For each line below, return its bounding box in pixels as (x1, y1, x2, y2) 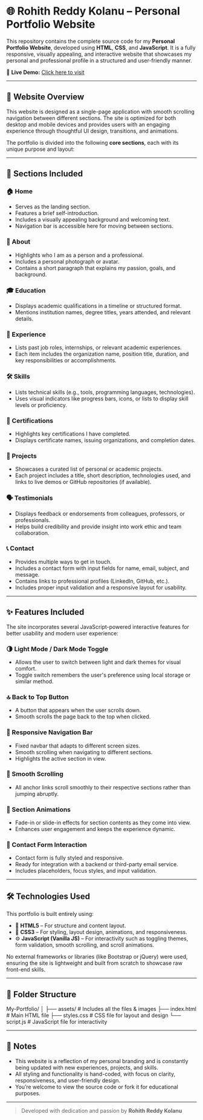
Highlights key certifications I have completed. (14, 430, 131, 437)
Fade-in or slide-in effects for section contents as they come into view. (14, 819, 192, 826)
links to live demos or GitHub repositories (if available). (14, 479, 152, 486)
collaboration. (14, 529, 50, 537)
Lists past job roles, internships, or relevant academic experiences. (14, 344, 182, 351)
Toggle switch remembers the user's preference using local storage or (14, 671, 191, 678)
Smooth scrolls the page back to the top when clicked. (14, 713, 151, 720)
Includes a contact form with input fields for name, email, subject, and (14, 565, 189, 572)
